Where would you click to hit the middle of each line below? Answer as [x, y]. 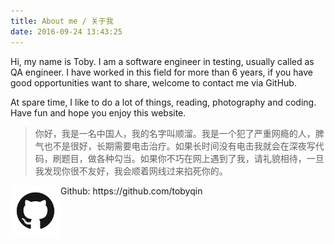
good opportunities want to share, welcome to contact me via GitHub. [153, 82]
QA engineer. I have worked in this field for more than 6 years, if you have [161, 72]
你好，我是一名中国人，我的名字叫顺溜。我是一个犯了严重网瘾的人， [175, 133]
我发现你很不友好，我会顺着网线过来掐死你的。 [131, 171]
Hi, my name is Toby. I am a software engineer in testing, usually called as [162, 61]
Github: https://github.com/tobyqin [131, 191]
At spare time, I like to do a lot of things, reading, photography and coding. [163, 102]
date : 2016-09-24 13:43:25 [66, 31]
